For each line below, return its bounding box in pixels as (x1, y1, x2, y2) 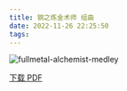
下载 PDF (9, 72, 43, 83)
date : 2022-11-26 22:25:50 (9, 21, 109, 30)
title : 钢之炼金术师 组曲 (9, 12, 95, 22)
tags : (9, 29, 29, 38)
